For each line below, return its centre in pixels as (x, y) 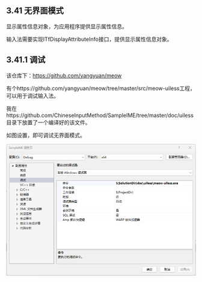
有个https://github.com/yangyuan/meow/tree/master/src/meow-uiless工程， (101, 88)
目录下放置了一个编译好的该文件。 (48, 122)
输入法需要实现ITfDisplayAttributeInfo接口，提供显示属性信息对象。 (89, 39)
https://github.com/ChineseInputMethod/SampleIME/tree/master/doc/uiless (100, 115)
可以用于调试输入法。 (32, 95)
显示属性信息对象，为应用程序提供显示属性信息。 (67, 26)
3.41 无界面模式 (35, 11)
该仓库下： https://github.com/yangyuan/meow (64, 75)
